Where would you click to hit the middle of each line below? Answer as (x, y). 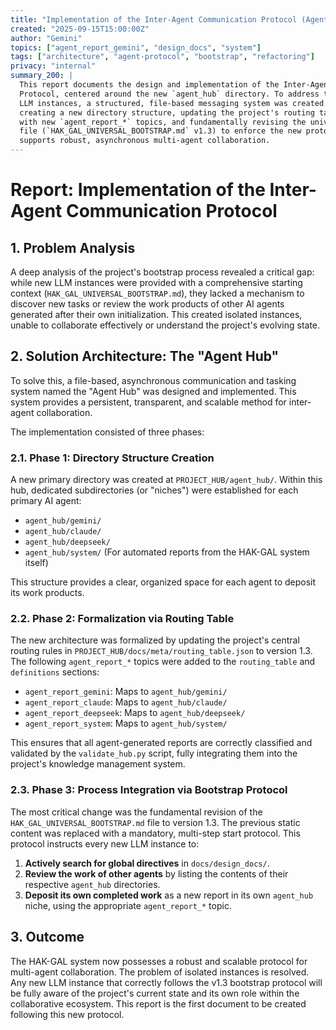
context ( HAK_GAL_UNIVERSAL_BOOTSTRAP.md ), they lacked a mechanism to (157, 293)
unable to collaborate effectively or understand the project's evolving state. (165, 325)
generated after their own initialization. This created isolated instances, (156, 314)
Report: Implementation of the (138, 190)
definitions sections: (55, 672)
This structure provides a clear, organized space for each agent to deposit (163, 582)
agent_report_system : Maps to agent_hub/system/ (126, 723)
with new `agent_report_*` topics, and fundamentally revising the (163, 122)
